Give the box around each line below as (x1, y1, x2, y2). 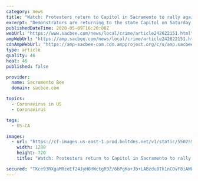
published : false (6, 63, 49, 70)
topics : (6, 96, 25, 102)
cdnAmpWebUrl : (6, 42, 41, 48)
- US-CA (11, 123, 31, 129)
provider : (6, 74, 31, 80)
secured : (6, 166, 28, 172)
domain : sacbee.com (11, 85, 60, 91)
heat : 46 (6, 58, 28, 64)
